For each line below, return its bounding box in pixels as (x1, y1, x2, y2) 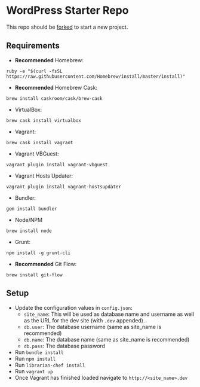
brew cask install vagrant (6, 139, 73, 145)
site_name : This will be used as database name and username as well (23, 310, 195, 318)
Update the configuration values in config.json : (14, 304, 133, 311)
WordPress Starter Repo (6, 4, 129, 17)
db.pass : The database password (23, 342, 106, 349)
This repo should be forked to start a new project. (6, 23, 128, 31)
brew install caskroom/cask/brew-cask (6, 95, 103, 102)
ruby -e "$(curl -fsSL (6, 68, 63, 74)
